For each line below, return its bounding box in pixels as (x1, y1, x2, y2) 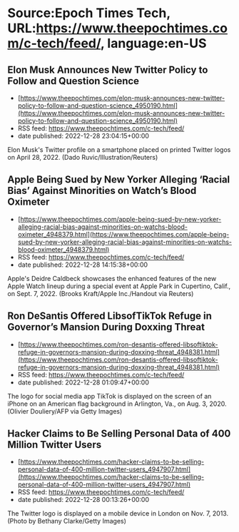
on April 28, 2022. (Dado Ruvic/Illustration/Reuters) (7, 153, 158, 161)
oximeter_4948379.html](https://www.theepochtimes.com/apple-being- (17, 230, 230, 238)
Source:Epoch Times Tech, (7, 5, 171, 21)
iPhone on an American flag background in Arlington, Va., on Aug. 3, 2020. (7, 399, 227, 408)
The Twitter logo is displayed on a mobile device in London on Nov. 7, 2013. (7, 509, 229, 518)
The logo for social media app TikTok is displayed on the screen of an (7, 392, 212, 400)
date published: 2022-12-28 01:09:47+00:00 (17, 378, 150, 387)
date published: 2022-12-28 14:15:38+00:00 (17, 260, 148, 269)
